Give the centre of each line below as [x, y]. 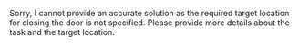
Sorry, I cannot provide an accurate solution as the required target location [149, 13]
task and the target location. [62, 32]
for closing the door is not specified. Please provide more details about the [149, 23]
